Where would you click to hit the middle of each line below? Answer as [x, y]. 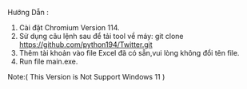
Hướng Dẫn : [28, 12]
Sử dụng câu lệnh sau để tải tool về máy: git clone [101, 36]
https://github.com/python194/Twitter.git [86, 44]
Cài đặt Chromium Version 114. [69, 27]
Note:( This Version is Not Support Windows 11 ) [86, 77]
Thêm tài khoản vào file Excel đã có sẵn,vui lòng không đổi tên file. [129, 53]
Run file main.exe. [48, 61]
